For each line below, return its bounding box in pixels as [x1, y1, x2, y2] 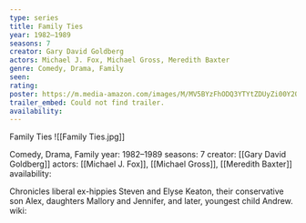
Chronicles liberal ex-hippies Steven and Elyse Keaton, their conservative [9, 186, 284, 197]
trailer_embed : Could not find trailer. [9, 97, 166, 107]
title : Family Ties [9, 22, 84, 31]
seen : [9, 73, 30, 82]
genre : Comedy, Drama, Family [9, 65, 125, 74]
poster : [9, 89, 39, 98]
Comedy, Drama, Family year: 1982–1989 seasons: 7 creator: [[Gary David [9, 149, 287, 160]
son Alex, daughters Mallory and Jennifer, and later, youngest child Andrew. [9, 196, 293, 207]
